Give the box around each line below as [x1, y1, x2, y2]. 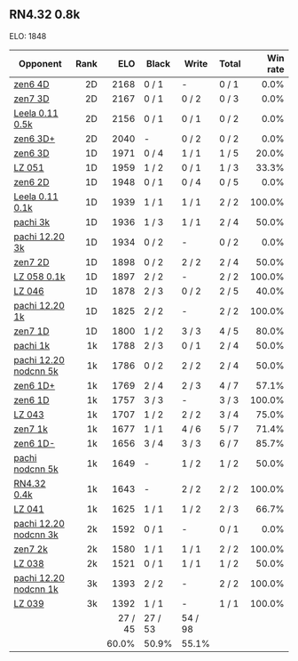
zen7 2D [13, 255, 50, 268]
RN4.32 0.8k [9, 7, 81, 22]
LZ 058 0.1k [13, 270, 66, 283]
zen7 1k [13, 423, 49, 435]
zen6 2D [13, 175, 50, 188]
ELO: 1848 [9, 30, 47, 41]
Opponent [19, 57, 62, 69]
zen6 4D [13, 77, 50, 90]
